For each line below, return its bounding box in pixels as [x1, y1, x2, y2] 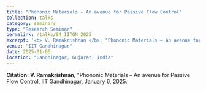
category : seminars [6, 20, 56, 26]
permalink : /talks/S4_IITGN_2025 [6, 32, 92, 38]
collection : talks [6, 15, 53, 21]
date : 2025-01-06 [6, 49, 51, 55]
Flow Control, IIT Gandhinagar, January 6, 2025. [6, 78, 128, 85]
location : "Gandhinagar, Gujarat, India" [6, 54, 114, 60]
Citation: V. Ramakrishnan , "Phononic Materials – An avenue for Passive [6, 71, 191, 78]
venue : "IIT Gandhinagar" [6, 43, 72, 49]
